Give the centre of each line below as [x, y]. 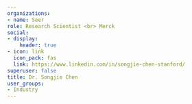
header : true [38, 45]
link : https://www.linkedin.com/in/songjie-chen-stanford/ [99, 64]
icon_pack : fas [35, 58]
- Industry [23, 90]
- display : [23, 39]
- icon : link [26, 52]
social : [18, 32]
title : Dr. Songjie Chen [43, 77]
